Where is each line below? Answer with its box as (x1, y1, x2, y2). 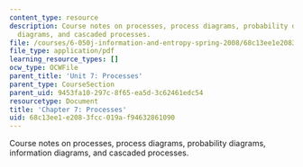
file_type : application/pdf (9, 47, 115, 56)
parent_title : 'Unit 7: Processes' (9, 72, 143, 81)
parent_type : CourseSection (9, 80, 115, 89)
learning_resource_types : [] (9, 55, 119, 64)
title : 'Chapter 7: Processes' (9, 105, 127, 114)
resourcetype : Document (9, 96, 99, 106)
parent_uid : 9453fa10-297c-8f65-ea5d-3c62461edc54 (9, 88, 204, 97)
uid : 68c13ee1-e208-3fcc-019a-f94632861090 (9, 113, 176, 122)
